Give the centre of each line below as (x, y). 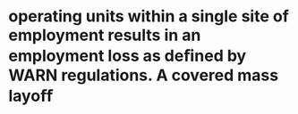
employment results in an (105, 35)
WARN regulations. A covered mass (144, 75)
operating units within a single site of (149, 16)
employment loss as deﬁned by (128, 56)
